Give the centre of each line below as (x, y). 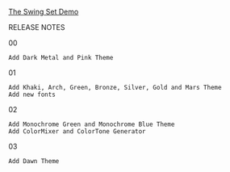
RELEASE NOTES (37, 27)
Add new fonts (32, 94)
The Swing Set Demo (44, 12)
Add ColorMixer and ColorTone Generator (77, 132)
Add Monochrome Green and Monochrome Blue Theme (92, 124)
